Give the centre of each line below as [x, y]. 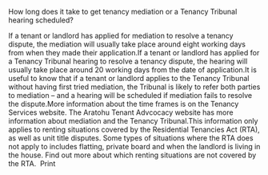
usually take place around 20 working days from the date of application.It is [133, 70]
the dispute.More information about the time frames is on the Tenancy [124, 104]
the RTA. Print [32, 163]
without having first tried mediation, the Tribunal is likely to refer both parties [134, 87]
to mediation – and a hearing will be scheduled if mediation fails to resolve [130, 95]
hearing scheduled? [41, 20]
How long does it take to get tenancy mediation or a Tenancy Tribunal [123, 12]
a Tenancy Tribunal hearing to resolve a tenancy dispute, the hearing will [128, 61]
